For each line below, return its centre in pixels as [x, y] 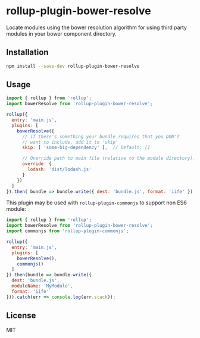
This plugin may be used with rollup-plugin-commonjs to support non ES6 [97, 203]
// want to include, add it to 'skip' [70, 142]
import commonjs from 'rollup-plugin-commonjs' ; [68, 231]
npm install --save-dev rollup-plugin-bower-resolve [73, 66]
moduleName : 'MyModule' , [42, 286]
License [21, 316]
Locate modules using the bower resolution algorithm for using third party [97, 27]
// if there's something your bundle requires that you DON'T [101, 137]
